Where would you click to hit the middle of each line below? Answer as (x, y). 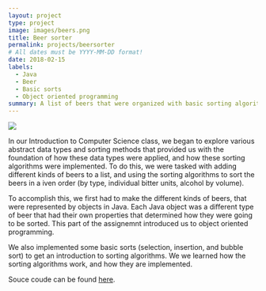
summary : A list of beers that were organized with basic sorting (120, 104)
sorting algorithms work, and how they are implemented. (100, 264)
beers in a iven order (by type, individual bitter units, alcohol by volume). (126, 183)
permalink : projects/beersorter (61, 45)
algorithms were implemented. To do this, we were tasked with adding (123, 166)
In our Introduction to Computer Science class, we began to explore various (131, 141)
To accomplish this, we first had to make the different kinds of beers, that (127, 198)
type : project (32, 23)
